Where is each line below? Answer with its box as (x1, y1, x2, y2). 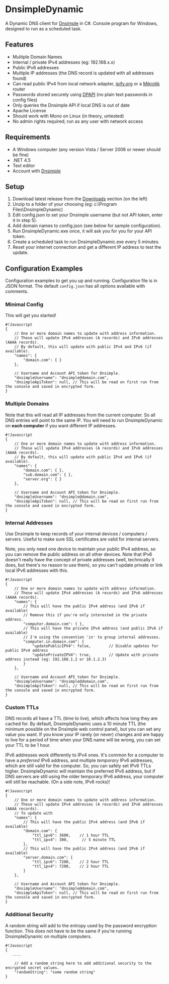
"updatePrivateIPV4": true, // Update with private (32, 652, 158, 658)
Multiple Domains (5, 400, 49, 408)
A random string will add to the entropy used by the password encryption (5, 922, 157, 928)
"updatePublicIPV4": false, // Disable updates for (32, 644, 158, 649)
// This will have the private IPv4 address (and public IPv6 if (23, 626, 163, 631)
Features (5, 40, 34, 49)
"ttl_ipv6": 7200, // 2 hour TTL (32, 860, 109, 865)
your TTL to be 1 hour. (5, 742, 51, 748)
